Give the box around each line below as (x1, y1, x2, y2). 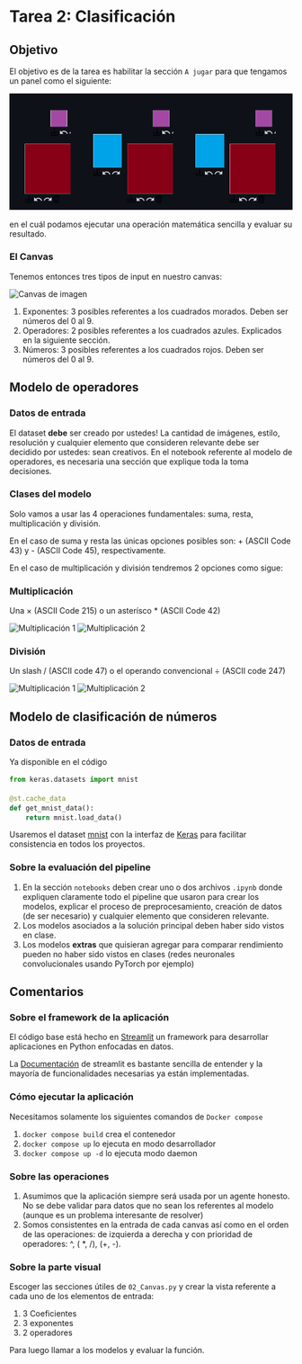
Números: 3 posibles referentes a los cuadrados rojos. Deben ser (22, 344, 264, 354)
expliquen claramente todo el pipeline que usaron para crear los (22, 891, 259, 902)
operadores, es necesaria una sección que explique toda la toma (9, 456, 249, 467)
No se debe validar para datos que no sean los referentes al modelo (22, 1200, 274, 1211)
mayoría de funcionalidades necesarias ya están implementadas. (9, 1068, 250, 1079)
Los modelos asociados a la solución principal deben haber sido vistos (22, 920, 285, 930)
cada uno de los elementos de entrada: (9, 1291, 155, 1302)
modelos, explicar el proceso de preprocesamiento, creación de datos (22, 901, 283, 911)
